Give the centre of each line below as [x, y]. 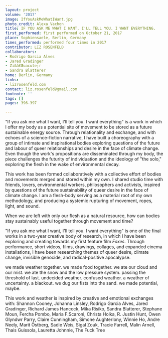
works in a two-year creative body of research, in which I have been [76, 236]
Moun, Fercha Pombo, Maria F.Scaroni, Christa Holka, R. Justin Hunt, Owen [83, 314]
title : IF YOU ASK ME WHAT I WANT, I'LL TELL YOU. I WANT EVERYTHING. [80, 29]
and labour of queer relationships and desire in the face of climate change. [82, 148]
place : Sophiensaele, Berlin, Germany [46, 38]
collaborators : [21, 52]
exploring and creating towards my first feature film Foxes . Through [75, 242]
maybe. [13, 288]
